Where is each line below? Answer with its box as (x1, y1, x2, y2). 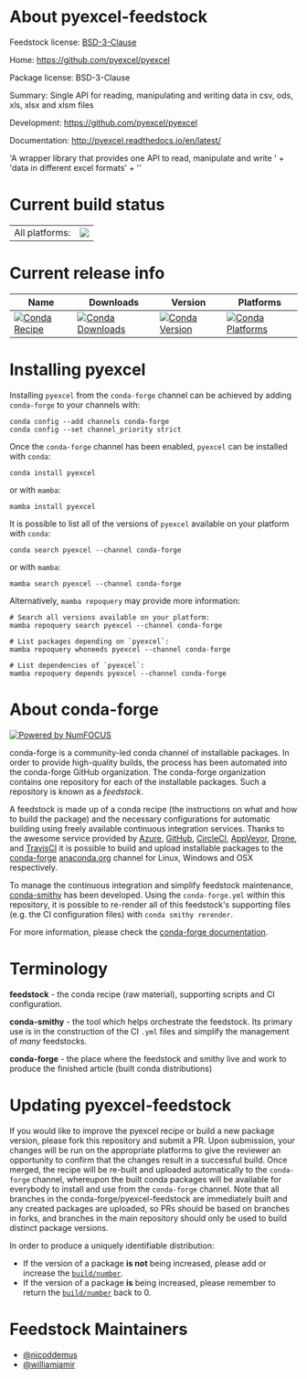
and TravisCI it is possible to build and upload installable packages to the (9, 843, 284, 854)
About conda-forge (9, 699, 159, 719)
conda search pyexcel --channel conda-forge (9, 546, 182, 555)
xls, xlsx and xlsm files (9, 99, 94, 111)
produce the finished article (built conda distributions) (9, 1063, 213, 1074)
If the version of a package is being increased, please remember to (22, 1277, 276, 1288)
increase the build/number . (22, 1268, 124, 1278)
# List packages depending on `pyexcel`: (9, 637, 170, 646)
